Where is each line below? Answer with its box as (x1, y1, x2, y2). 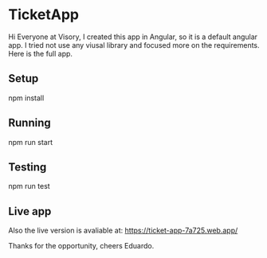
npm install (8, 93, 45, 103)
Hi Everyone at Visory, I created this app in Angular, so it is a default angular (8, 32, 257, 41)
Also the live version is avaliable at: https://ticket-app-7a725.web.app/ (8, 225, 238, 236)
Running (8, 116, 52, 130)
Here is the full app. (8, 49, 73, 58)
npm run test (8, 182, 50, 191)
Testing (8, 160, 47, 174)
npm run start (8, 137, 53, 147)
